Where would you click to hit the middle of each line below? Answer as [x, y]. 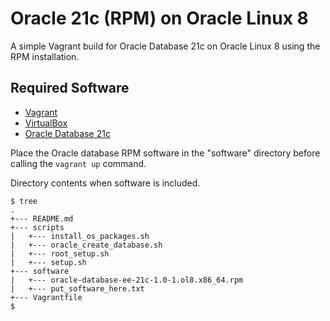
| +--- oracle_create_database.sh [86, 245]
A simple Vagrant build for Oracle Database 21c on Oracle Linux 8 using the [165, 46]
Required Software [70, 88]
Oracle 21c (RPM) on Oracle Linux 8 [159, 18]
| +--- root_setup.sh [60, 253]
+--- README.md [42, 218]
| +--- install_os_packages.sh [80, 236]
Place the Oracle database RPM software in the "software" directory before [165, 153]
